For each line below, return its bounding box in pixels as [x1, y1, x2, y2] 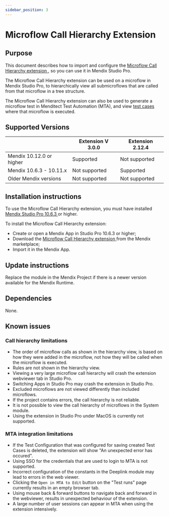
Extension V [78, 138, 109, 145]
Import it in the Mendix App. [12, 247, 70, 253]
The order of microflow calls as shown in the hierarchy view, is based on [12, 349, 163, 355]
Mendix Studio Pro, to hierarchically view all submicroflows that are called [5, 82, 158, 88]
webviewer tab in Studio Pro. [12, 375, 72, 381]
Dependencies [5, 294, 52, 303]
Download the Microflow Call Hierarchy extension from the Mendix [12, 236, 151, 242]
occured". [12, 453, 33, 459]
